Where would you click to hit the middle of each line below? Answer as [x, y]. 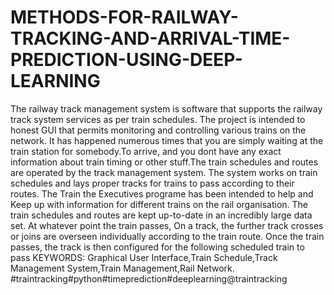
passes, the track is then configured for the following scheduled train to [157, 247]
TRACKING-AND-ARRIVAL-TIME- [150, 38]
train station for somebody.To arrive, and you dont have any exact [146, 151]
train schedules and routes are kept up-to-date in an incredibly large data [161, 215]
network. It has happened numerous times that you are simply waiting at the [167, 140]
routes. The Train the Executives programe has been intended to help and [162, 193]
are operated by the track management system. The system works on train [164, 172]
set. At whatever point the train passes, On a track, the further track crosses [167, 225]
